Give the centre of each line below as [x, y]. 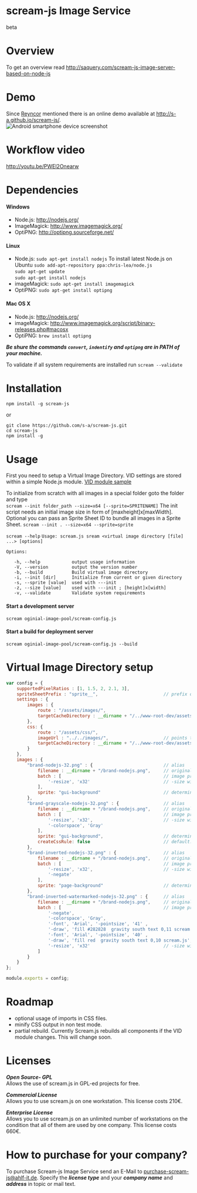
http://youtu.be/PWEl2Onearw [43, 166]
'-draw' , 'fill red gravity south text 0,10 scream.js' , [120, 940]
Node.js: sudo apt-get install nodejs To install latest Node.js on [93, 259]
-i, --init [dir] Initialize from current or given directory [98, 578]
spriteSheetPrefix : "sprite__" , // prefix [102, 694]
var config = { [25, 683]
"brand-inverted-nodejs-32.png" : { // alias [106, 853]
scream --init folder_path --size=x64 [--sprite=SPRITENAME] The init [92, 506]
